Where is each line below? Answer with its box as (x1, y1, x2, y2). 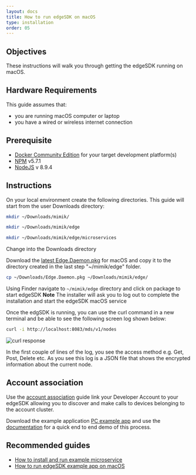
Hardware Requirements (6, 86, 97, 96)
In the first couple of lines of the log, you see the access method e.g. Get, (6, 348, 184, 355)
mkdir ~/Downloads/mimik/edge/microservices (6, 235, 117, 241)
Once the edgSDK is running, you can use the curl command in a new (6, 309, 174, 315)
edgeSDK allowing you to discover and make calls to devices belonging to (6, 399, 185, 406)
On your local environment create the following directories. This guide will (6, 196, 185, 203)
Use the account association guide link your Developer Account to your (6, 393, 179, 401)
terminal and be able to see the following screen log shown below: (6, 315, 167, 322)
